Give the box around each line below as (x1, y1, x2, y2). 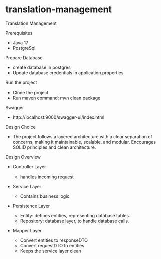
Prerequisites (5, 30, 33, 36)
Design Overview (5, 154, 41, 160)
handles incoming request (20, 174, 74, 180)
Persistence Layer (12, 203, 50, 209)
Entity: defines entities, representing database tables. (20, 212, 130, 218)
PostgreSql (12, 45, 36, 51)
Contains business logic (20, 193, 70, 199)
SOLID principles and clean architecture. (12, 144, 96, 150)
